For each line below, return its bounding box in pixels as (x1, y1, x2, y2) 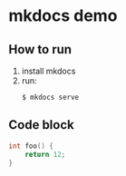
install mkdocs (21, 65, 76, 76)
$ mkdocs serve (21, 93, 80, 102)
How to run (8, 42, 73, 57)
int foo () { (8, 142, 53, 151)
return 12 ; (24, 150, 66, 159)
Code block (8, 117, 74, 132)
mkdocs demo (8, 5, 118, 26)
